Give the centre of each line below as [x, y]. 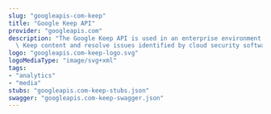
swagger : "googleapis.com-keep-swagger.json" [86, 98]
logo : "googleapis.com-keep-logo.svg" [73, 53]
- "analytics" [32, 75]
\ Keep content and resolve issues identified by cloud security [128, 46]
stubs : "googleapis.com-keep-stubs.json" [79, 90]
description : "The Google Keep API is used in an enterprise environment [135, 38]
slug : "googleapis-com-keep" [57, 16]
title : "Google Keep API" [52, 23]
